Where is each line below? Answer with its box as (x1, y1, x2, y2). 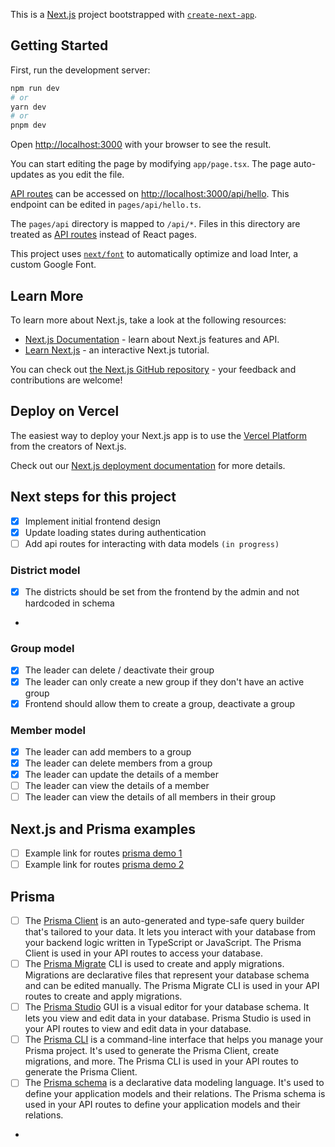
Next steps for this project (10, 489, 177, 506)
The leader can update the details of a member (24, 769, 220, 781)
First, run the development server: (10, 64, 151, 76)
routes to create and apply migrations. (24, 990, 183, 1003)
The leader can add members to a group (24, 745, 192, 758)
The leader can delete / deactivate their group (24, 664, 215, 676)
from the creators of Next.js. (10, 440, 127, 452)
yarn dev (10, 102, 47, 112)
